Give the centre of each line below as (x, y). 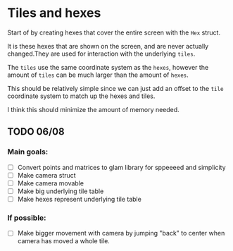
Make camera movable (51, 183)
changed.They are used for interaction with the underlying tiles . (101, 54)
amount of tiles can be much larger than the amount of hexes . (98, 75)
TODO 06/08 (36, 132)
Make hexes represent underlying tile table (80, 199)
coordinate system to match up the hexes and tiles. (81, 96)
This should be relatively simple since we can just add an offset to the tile (115, 88)
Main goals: (28, 152)
